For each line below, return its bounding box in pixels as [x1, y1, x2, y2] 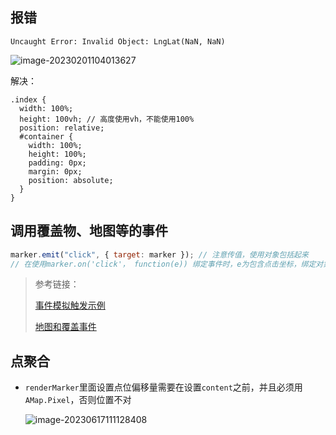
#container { [19, 131, 74, 142]
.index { [10, 94, 47, 105]
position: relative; [19, 123, 105, 133]
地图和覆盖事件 [34, 321, 97, 333]
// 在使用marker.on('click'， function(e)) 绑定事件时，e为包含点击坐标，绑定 [10, 259, 317, 269]
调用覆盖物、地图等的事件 [10, 223, 168, 240]
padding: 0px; [28, 158, 87, 168]
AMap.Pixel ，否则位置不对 [24, 394, 132, 406]
